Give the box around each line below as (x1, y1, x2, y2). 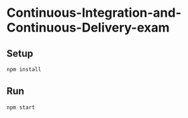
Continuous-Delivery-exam (6, 20, 170, 36)
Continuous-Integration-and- (6, 5, 182, 21)
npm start (6, 103, 36, 111)
